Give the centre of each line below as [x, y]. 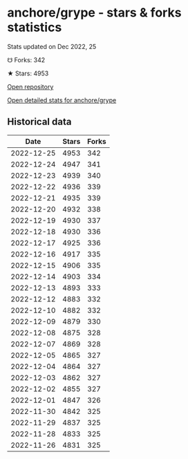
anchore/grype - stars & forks [94, 13]
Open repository [30, 86]
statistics [35, 27]
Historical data [39, 122]
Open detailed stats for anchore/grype [62, 100]
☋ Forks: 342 [26, 59]
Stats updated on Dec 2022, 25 [52, 46]
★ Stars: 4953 [28, 73]
